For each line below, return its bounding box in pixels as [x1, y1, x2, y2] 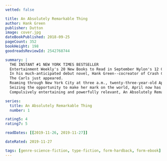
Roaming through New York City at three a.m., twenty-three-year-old [9, 80, 157, 86]
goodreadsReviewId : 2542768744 [5, 48, 70, 54]
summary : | [5, 57, 28, 62]
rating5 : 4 [5, 117, 28, 122]
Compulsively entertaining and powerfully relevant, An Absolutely [9, 90, 153, 95]
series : [5, 99, 21, 104]
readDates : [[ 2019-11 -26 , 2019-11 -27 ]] [5, 130, 88, 135]
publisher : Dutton [5, 25, 43, 30]
